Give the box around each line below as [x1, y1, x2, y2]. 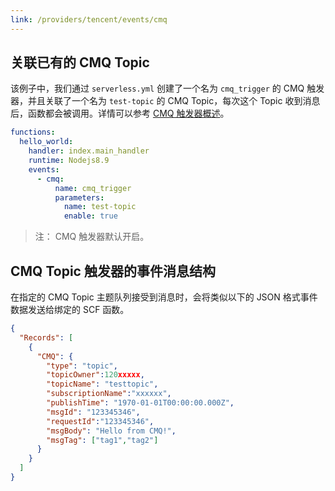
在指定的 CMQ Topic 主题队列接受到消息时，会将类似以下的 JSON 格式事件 [10, 291, 318, 303]
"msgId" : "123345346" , [46, 407, 141, 417]
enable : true [63, 211, 118, 221]
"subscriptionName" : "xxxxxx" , [46, 389, 172, 399]
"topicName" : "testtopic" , [46, 379, 159, 390]
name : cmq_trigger [54, 183, 132, 193]
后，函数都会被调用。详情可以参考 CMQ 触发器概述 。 [10, 107, 230, 120]
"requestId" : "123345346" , [46, 416, 155, 426]
